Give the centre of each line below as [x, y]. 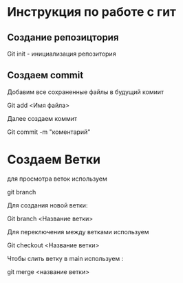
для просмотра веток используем [57, 179]
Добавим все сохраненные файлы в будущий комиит [86, 92]
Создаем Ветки [54, 159]
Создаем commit [45, 75]
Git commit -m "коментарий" [49, 132]
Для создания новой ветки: [47, 205]
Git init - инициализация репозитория [62, 54]
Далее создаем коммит [42, 118]
